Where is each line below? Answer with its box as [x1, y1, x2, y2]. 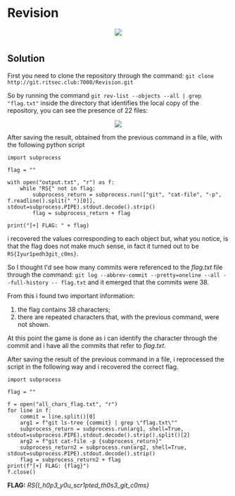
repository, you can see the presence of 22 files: [7, 106, 148, 114]
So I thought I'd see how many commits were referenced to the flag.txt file [7, 263, 223, 271]
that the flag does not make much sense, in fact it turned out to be [7, 242, 199, 250]
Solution [7, 53, 45, 65]
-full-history [7, 279, 49, 286]
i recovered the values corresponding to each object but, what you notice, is [7, 234, 229, 242]
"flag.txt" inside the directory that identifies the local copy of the [7, 99, 199, 107]
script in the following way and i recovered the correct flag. [7, 362, 179, 371]
